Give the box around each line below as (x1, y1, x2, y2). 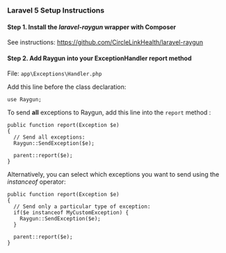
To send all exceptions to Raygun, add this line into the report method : (7, 108, 211, 116)
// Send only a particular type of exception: (13, 203, 151, 210)
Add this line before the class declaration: (7, 82, 127, 91)
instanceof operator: (7, 177, 66, 186)
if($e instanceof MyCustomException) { (13, 209, 129, 216)
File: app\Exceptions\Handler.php (7, 69, 102, 78)
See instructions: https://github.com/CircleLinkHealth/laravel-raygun (7, 38, 204, 46)
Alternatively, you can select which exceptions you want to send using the (7, 171, 220, 179)
